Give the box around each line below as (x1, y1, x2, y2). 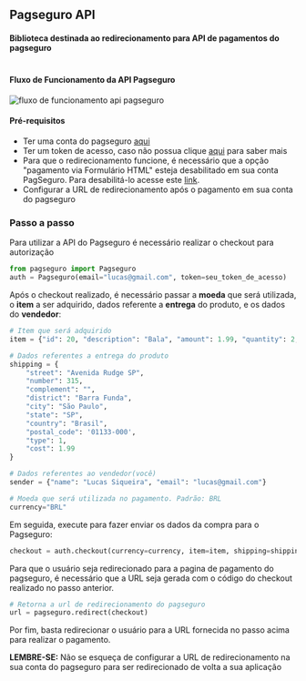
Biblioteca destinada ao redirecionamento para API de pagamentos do (9, 32, 280, 44)
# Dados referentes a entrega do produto (9, 351, 169, 361)
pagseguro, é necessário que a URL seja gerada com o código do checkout (9, 573, 293, 584)
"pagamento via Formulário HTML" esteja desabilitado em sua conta (22, 164, 280, 176)
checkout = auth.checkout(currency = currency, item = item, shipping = (9, 546, 271, 555)
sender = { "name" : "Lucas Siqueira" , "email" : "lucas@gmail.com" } (9, 478, 267, 487)
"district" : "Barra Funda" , (25, 393, 132, 403)
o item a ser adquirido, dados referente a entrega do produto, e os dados (9, 300, 285, 310)
